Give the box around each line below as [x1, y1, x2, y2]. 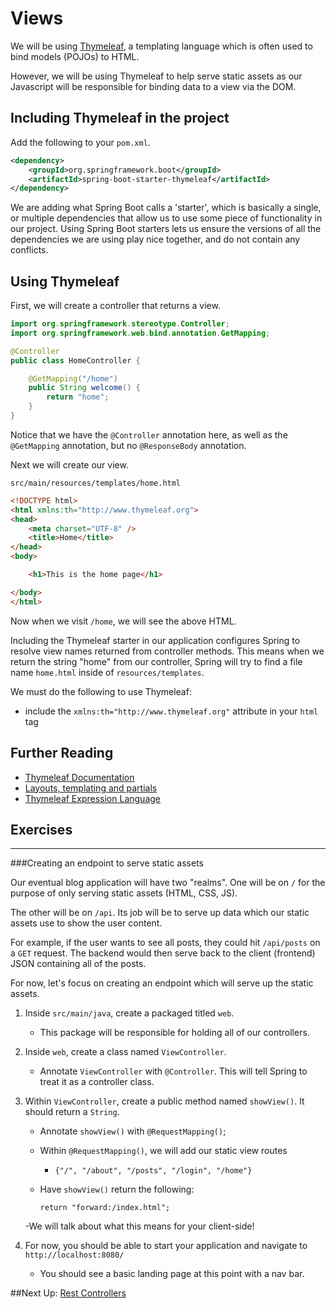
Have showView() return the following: [39, 1183, 195, 1196]
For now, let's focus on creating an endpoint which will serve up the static [10, 977, 314, 989]
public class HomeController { [10, 355, 141, 366]
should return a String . [24, 1106, 120, 1118]
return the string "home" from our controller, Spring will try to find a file [10, 655, 303, 667]
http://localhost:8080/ [24, 1250, 125, 1261]
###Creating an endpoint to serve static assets [10, 857, 204, 869]
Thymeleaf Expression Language [24, 792, 161, 804]
